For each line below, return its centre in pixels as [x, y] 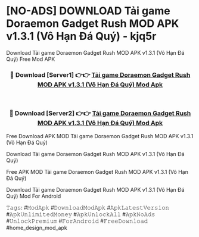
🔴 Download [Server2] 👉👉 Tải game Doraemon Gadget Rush [100, 113]
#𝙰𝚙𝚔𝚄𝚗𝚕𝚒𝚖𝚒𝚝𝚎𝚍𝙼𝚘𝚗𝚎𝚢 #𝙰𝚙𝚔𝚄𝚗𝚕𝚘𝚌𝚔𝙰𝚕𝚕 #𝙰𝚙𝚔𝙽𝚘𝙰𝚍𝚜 [81, 214]
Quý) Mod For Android [34, 196]
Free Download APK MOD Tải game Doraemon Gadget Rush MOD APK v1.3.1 [100, 136]
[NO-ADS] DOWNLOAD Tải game [88, 11]
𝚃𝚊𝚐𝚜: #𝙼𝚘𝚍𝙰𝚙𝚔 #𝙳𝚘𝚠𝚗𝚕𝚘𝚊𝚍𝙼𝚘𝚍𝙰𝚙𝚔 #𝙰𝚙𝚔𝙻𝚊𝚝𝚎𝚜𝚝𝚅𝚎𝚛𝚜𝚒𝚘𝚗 [88, 207]
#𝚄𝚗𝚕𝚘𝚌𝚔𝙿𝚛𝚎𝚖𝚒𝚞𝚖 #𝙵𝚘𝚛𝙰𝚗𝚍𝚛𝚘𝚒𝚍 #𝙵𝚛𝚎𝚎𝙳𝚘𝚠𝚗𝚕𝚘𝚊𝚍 [77, 221]
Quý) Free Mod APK [31, 59]
